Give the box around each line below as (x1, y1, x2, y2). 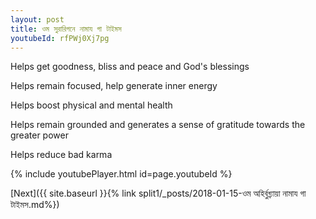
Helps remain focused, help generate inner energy (10, 80, 218, 92)
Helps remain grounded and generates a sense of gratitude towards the (10, 119, 306, 131)
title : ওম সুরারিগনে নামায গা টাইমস (10, 24, 122, 34)
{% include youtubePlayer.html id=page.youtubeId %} (10, 168, 233, 180)
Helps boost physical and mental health (10, 99, 173, 111)
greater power (10, 129, 69, 141)
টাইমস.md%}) (10, 199, 60, 211)
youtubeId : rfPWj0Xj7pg (10, 33, 110, 43)
